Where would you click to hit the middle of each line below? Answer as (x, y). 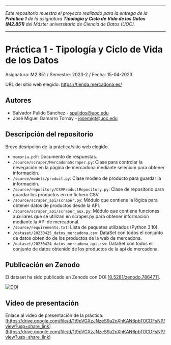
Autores (18, 100)
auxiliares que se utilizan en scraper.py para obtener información (81, 216)
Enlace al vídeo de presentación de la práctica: (54, 315)
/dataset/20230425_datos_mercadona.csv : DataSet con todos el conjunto (88, 233)
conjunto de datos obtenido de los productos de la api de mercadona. (86, 249)
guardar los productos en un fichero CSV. (56, 194)
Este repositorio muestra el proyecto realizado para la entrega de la (76, 13)
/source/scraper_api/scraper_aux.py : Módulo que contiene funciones (86, 211)
